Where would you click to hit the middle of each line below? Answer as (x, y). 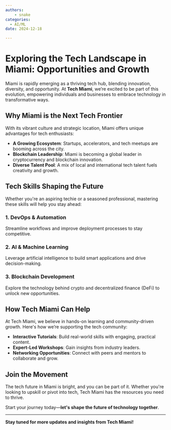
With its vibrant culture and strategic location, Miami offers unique (75, 128)
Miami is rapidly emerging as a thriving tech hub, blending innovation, (78, 84)
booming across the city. (39, 149)
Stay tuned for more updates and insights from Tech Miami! (69, 422)
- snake (22, 15)
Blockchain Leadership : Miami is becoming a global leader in (77, 154)
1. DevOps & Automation (36, 217)
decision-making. (24, 263)
